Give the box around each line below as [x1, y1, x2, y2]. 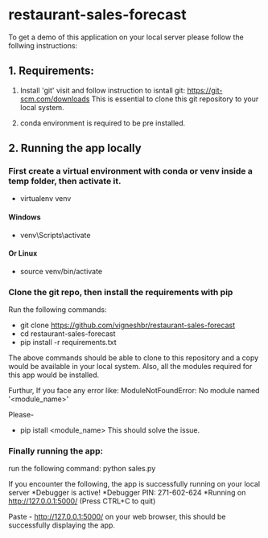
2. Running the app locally [8, 142, 142, 155]
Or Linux [8, 248, 38, 258]
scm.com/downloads [19, 94, 90, 104]
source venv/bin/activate [19, 266, 103, 276]
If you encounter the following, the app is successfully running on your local [8, 479, 260, 489]
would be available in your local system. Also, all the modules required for [8, 362, 253, 372]
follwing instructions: [8, 40, 78, 50]
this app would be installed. [8, 370, 100, 380]
